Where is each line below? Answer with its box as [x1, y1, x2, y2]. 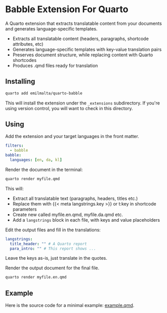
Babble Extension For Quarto [5, 4, 129, 15]
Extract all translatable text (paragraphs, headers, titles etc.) [12, 195, 138, 201]
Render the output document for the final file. [5, 265, 100, 271]
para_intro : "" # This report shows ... [10, 246, 96, 251]
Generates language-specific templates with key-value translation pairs [12, 46, 162, 52]
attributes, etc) [12, 41, 44, 47]
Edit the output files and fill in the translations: [5, 227, 101, 233]
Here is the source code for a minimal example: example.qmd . [5, 302, 135, 308]
